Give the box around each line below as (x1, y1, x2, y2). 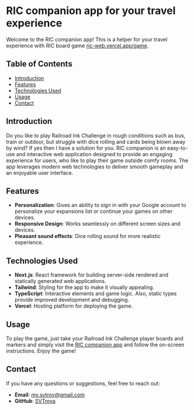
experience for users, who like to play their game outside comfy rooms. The (6, 157, 189, 164)
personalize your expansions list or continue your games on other (14, 208, 173, 215)
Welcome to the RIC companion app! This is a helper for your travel (6, 36, 168, 43)
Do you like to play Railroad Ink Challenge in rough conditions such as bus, (6, 132, 186, 139)
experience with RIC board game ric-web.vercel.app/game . (6, 42, 149, 49)
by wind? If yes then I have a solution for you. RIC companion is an (6, 144, 167, 151)
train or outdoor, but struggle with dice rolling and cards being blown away (6, 138, 186, 145)
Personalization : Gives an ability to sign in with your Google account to (14, 202, 186, 209)
